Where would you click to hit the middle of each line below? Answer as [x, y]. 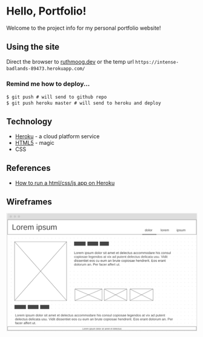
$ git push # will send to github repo [57, 97]
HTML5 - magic [35, 142]
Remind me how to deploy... [48, 84]
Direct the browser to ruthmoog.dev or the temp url [70, 61]
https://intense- [157, 62]
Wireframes [29, 202]
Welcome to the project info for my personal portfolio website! [84, 28]
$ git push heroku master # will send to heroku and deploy [84, 103]
